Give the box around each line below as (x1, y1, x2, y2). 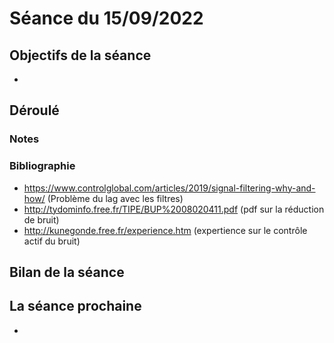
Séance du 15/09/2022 (9, 7, 204, 30)
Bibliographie (9, 159, 76, 173)
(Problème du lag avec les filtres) (47, 192, 184, 204)
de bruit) (23, 213, 60, 226)
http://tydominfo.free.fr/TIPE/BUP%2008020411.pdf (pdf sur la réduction (23, 203, 325, 215)
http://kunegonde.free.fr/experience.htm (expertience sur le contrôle (23, 224, 308, 236)
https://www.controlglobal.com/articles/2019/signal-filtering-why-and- (23, 182, 316, 194)
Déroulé (9, 102, 60, 119)
